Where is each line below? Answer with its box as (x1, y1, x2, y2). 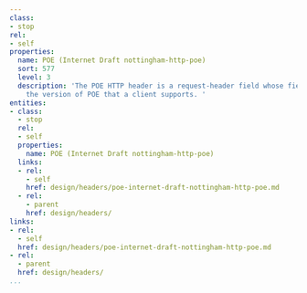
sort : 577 (17, 65, 55, 74)
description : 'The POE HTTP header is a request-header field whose (17, 81, 284, 90)
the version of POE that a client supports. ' (26, 89, 206, 99)
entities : (9, 98, 48, 108)
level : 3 (17, 73, 51, 82)
